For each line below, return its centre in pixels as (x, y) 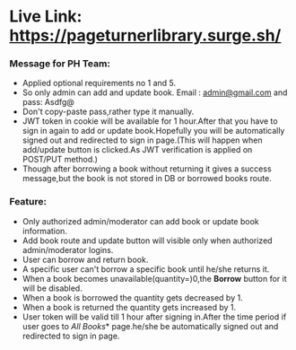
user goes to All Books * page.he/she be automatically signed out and (150, 326)
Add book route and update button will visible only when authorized (147, 241)
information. (44, 231)
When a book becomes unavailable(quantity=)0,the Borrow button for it (154, 278)
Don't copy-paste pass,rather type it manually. (108, 112)
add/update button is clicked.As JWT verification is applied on (137, 150)
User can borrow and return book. (85, 259)
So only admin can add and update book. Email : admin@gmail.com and (155, 92)
